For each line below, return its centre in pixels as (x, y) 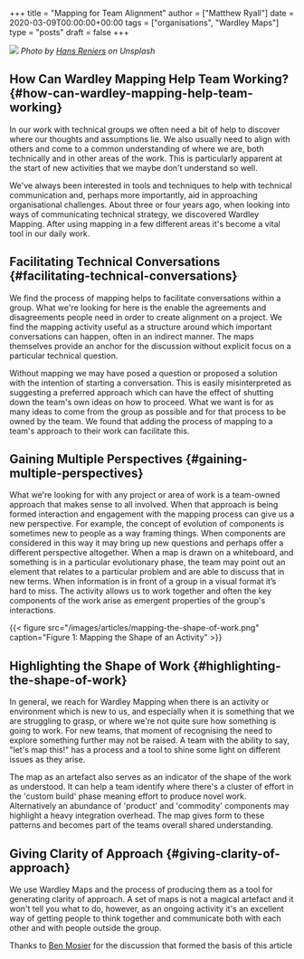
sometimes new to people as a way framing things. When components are (148, 534)
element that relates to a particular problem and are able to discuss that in (147, 572)
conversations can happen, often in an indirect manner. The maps (132, 336)
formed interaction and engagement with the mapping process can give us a (152, 514)
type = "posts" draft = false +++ (69, 32)
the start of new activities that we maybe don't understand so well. (133, 167)
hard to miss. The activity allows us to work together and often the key (141, 591)
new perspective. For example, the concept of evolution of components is (147, 524)
